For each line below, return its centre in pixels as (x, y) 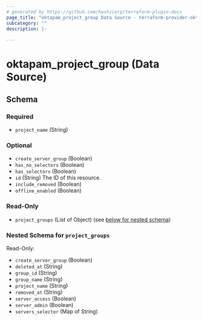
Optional (19, 145)
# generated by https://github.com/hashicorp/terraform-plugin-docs (94, 12)
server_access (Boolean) (46, 298)
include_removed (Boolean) (48, 184)
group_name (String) (39, 279)
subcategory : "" (27, 23)
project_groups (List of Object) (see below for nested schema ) (93, 219)
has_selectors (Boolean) (46, 171)
